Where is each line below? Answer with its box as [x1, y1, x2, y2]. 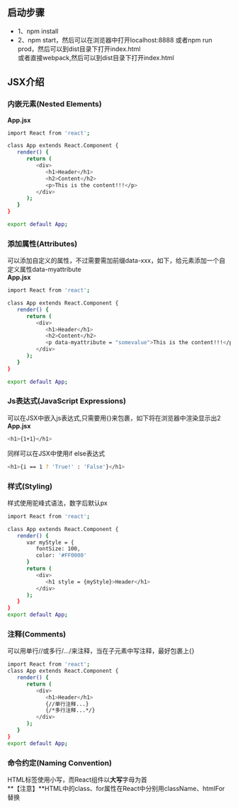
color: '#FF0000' [35, 552, 87, 559]
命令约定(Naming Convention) [7, 758, 112, 768]
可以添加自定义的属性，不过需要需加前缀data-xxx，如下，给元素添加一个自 [7, 256, 225, 265]
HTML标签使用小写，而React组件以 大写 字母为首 [7, 775, 147, 784]
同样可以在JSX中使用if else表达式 [7, 449, 106, 457]
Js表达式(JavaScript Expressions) [7, 396, 126, 406]
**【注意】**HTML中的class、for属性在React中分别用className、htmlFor [7, 784, 225, 792]
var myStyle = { [25, 539, 74, 546]
